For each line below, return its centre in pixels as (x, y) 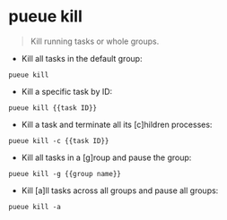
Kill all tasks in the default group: (82, 58)
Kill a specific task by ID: (67, 91)
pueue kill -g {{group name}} (65, 173)
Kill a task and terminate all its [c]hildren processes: (117, 124)
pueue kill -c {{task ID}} (59, 140)
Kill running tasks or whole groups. (95, 41)
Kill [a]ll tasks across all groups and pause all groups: (120, 190)
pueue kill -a (35, 207)
